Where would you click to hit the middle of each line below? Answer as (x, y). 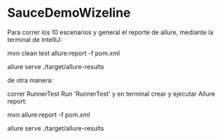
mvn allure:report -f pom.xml (49, 115)
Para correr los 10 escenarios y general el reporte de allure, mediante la (110, 32)
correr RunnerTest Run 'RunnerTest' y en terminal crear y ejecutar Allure (111, 94)
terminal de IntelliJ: (35, 39)
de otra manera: (30, 80)
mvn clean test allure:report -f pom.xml (64, 53)
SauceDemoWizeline (69, 13)
